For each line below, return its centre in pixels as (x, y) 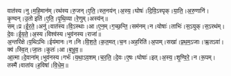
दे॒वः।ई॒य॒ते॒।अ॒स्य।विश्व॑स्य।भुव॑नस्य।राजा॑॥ (54, 34)
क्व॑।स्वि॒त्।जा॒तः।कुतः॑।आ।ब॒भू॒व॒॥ (45, 49)
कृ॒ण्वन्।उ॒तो (20, 18)
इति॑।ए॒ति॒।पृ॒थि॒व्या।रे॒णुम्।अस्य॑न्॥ (71, 18)
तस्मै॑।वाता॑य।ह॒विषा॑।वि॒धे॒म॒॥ (38, 65)
